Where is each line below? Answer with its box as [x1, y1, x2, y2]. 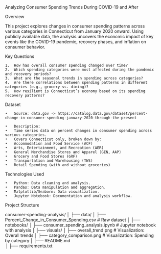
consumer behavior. [5, 44, 46, 50]
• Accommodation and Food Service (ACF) [5, 141, 93, 146]
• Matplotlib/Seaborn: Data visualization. [5, 189, 99, 194]
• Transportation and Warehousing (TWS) [5, 158, 93, 163]
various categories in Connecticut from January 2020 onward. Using [5, 28, 144, 34]
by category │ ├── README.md [5, 238, 70, 243]
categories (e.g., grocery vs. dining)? [5, 84, 89, 89]
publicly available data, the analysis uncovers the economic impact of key [5, 34, 154, 39]
